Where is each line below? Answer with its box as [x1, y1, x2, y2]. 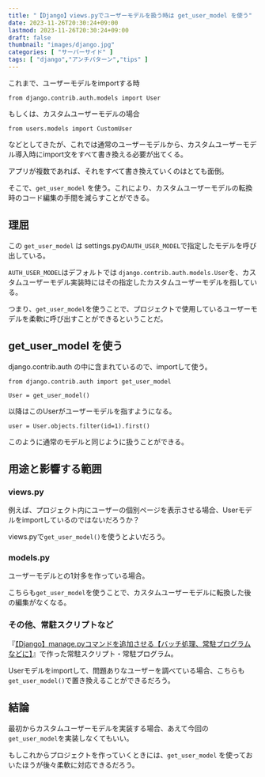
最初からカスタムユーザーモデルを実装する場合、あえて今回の [8, 723, 210, 733]
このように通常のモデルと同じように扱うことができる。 [8, 436, 188, 447]
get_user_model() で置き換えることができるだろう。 [8, 675, 176, 685]
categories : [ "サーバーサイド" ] [8, 48, 113, 56]
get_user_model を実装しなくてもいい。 [8, 733, 134, 743]
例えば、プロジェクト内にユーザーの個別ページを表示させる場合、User [8, 505, 239, 515]
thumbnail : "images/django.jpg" [8, 41, 115, 49]
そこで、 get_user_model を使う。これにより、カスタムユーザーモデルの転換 [8, 183, 253, 192]
